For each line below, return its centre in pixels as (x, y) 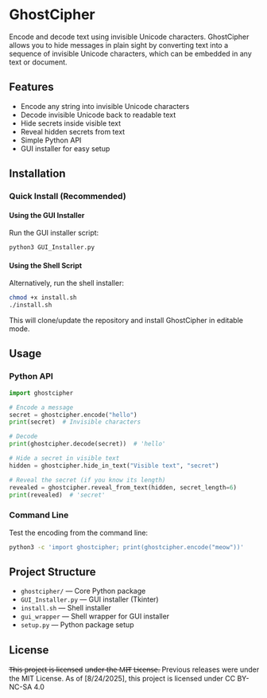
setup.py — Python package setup (77, 625)
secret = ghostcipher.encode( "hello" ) (73, 415)
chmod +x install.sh (43, 298)
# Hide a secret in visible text (64, 458)
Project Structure (52, 572)
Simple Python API (51, 140)
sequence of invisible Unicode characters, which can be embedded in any (131, 53)
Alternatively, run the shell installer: (66, 283)
